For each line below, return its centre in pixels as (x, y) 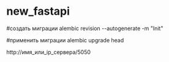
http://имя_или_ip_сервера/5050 (48, 52)
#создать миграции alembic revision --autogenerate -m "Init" (85, 28)
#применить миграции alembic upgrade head (65, 40)
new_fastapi (38, 11)
